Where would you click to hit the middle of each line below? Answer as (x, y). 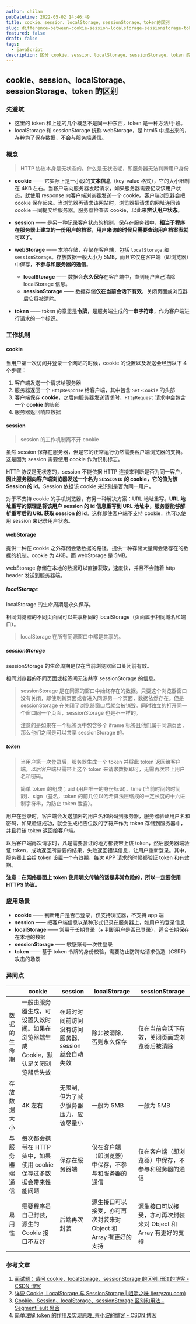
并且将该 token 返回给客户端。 (42, 831)
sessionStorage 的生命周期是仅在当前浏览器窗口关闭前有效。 (79, 666)
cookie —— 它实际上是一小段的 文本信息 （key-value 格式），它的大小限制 (102, 181)
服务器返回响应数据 (38, 412)
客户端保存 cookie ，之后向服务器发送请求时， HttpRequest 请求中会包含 (100, 397)
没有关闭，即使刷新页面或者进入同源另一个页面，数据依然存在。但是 (102, 698)
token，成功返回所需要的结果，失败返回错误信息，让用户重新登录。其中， (101, 850)
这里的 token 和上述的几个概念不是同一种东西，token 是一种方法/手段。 (100, 123)
